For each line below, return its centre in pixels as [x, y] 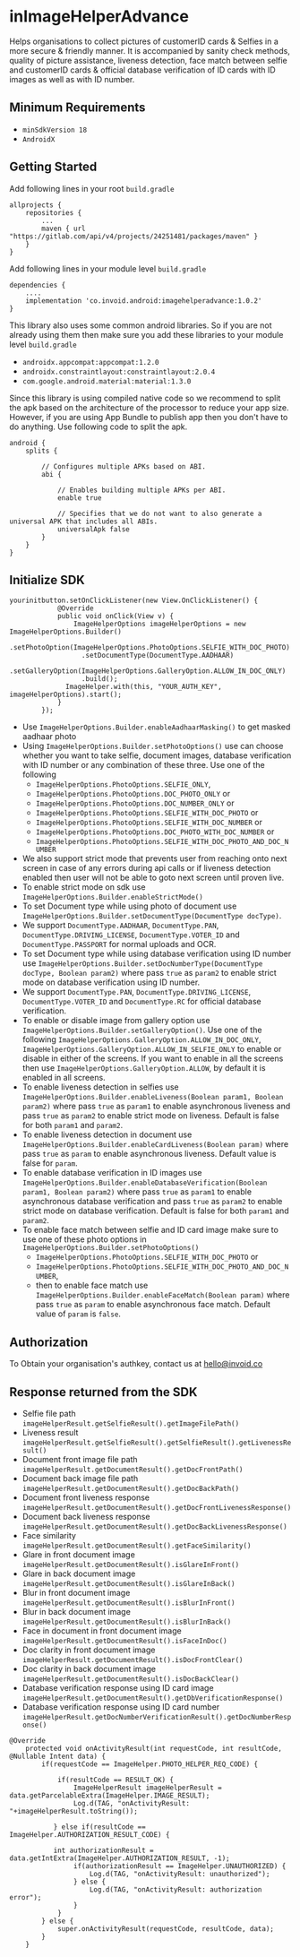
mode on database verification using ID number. [111, 982]
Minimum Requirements [77, 108]
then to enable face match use [92, 1285]
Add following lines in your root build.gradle [92, 188]
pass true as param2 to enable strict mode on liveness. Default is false [150, 1116]
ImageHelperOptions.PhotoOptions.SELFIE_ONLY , [123, 784]
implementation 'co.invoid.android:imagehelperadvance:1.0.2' [144, 301]
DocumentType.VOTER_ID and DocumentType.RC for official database [141, 1002]
